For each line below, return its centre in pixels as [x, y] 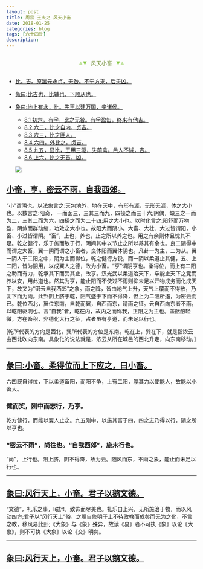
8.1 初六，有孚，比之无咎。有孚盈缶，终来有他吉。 [86, 120]
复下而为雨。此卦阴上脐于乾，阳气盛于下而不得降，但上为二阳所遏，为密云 [99, 296]
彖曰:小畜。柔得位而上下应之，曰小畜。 [79, 366]
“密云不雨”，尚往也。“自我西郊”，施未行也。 [72, 445]
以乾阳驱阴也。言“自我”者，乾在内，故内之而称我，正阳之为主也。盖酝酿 [96, 311]
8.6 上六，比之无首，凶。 [55, 157]
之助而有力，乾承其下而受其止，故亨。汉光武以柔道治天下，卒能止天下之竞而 [101, 273]
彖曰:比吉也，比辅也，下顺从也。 [56, 94]
